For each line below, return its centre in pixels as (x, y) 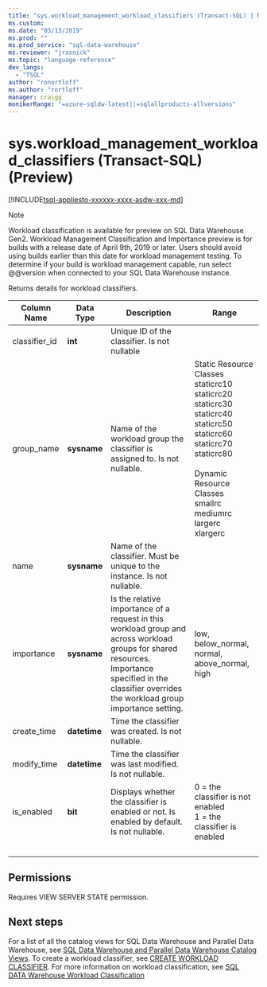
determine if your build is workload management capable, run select (120, 264)
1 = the (208, 817)
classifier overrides (147, 689)
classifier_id (35, 341)
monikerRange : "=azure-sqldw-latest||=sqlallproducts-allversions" (122, 104)
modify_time (35, 764)
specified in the (139, 679)
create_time (34, 731)
